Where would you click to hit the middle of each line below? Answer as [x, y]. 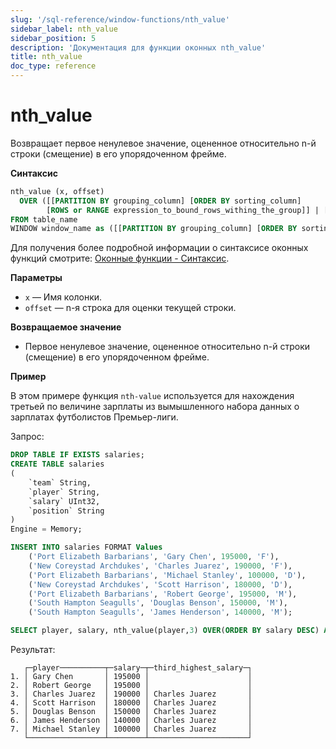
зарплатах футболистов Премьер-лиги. [94, 417]
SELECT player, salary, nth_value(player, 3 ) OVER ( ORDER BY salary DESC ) [165, 631]
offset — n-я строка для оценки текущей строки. [130, 308]
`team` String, [60, 482]
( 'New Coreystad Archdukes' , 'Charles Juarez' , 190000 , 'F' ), [160, 566]
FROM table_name [44, 219]
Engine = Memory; [46, 529]
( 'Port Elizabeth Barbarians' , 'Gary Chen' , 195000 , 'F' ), [154, 557]
